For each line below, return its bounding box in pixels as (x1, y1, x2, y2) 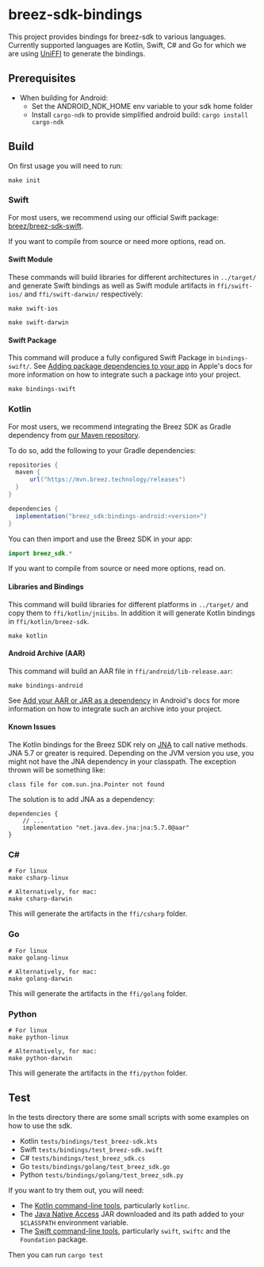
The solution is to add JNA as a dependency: (8, 795, 155, 804)
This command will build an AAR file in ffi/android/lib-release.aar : (8, 666, 233, 676)
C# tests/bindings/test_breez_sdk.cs (19, 1153, 145, 1162)
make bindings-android (8, 681, 83, 689)
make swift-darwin (8, 319, 69, 327)
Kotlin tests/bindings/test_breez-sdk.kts (19, 1136, 158, 1145)
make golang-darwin (8, 974, 73, 982)
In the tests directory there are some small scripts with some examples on (8, 1112, 250, 1122)
